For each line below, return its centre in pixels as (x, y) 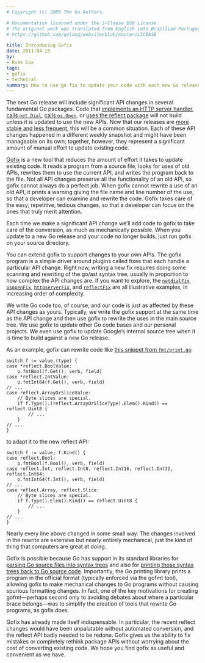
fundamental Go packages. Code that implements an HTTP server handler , (100, 109)
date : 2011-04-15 (28, 51)
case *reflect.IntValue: (38, 377)
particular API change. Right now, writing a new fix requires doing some (96, 268)
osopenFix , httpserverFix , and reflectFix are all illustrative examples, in (97, 287)
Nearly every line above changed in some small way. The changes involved (101, 534)
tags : (13, 68)
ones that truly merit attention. (44, 212)
